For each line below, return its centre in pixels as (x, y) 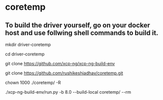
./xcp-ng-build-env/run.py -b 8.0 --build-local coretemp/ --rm (68, 92)
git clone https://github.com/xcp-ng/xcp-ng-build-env (60, 63)
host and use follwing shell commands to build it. (82, 33)
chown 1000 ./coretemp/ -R (33, 83)
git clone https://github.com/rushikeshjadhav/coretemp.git (64, 73)
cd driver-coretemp (25, 54)
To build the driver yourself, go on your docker (78, 25)
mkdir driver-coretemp (28, 45)
